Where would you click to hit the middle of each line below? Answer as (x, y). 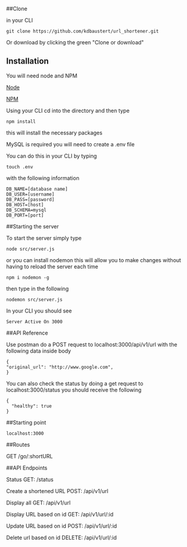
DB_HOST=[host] (25, 205)
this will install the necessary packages (54, 133)
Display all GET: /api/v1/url (38, 503)
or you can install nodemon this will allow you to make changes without (93, 260)
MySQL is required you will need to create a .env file (70, 144)
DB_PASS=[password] (30, 199)
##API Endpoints (27, 468)
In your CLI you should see (39, 311)
